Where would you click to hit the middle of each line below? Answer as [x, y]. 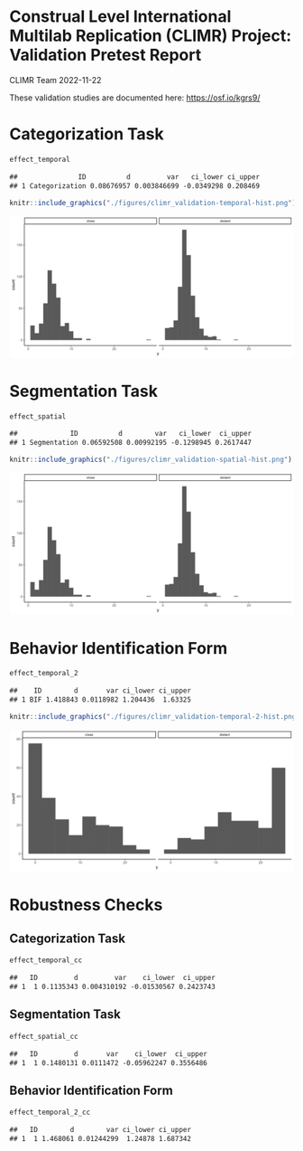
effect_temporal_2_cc [50, 1113]
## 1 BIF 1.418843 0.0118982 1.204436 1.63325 [101, 700]
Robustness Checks [86, 905]
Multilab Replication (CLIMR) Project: [151, 36]
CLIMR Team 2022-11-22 [55, 80]
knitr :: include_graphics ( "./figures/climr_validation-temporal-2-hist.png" [155, 717]
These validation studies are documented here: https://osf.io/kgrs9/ [135, 98]
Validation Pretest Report [106, 55]
